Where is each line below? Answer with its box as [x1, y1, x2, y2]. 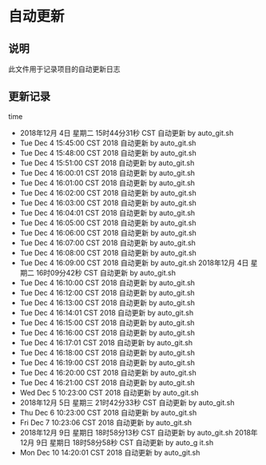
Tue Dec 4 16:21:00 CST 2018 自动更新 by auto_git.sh [19, 377, 196, 387]
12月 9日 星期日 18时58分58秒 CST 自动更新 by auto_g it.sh [19, 437, 214, 447]
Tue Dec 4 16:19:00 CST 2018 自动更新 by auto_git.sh [19, 357, 196, 368]
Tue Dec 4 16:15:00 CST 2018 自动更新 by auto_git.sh [19, 317, 195, 328]
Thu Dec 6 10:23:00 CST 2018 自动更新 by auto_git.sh [19, 407, 197, 417]
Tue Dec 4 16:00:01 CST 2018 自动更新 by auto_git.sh [19, 168, 196, 177]
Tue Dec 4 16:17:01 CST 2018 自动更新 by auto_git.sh [19, 337, 193, 348]
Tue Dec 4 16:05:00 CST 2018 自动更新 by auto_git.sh [19, 217, 197, 228]
